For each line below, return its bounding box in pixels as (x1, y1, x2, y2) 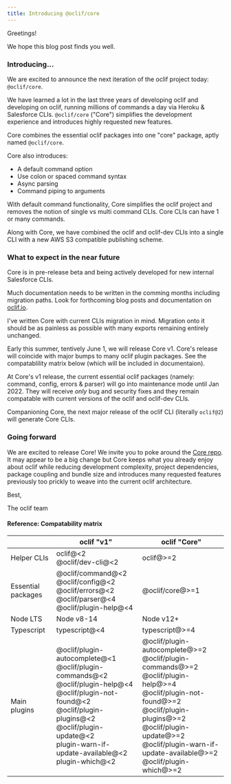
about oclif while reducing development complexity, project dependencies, (7, 462, 219, 471)
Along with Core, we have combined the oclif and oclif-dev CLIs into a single (7, 228, 224, 236)
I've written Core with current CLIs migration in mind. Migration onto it (7, 317, 205, 325)
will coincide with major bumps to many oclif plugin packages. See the (7, 352, 207, 360)
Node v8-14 (56, 613, 98, 623)
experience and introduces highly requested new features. (7, 118, 173, 126)
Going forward (7, 433, 57, 442)
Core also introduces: (7, 151, 68, 160)
